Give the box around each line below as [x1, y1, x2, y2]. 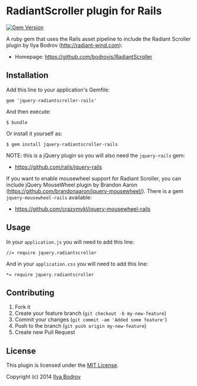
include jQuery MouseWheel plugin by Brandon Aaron [6, 181, 138, 188]
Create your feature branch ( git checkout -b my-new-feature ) [14, 310, 167, 317]
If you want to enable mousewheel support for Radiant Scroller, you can [6, 175, 182, 182]
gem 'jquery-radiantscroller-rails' [6, 97, 97, 103]
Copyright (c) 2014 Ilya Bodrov [6, 373, 81, 381]
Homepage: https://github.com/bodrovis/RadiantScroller [14, 53, 152, 60]
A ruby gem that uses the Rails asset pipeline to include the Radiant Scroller [6, 35, 191, 42]
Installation [6, 70, 49, 81]
